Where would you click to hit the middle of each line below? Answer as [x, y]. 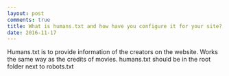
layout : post [26, 13]
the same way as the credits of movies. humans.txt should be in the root [109, 60]
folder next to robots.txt [40, 66]
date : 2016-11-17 [32, 33]
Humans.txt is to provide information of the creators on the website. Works [112, 52]
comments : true [29, 20]
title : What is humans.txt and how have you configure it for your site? [115, 26]
